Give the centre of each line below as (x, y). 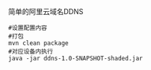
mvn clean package (38, 43)
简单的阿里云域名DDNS (46, 11)
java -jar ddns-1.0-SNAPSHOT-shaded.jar (76, 58)
